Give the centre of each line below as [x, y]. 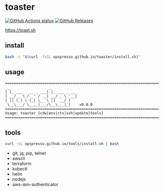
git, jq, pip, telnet [29, 153]
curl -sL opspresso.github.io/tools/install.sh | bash [62, 144]
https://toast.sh [20, 30]
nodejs [19, 179]
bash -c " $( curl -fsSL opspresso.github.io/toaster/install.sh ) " [73, 57]
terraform [22, 164]
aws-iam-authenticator [35, 185]
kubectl [20, 169]
